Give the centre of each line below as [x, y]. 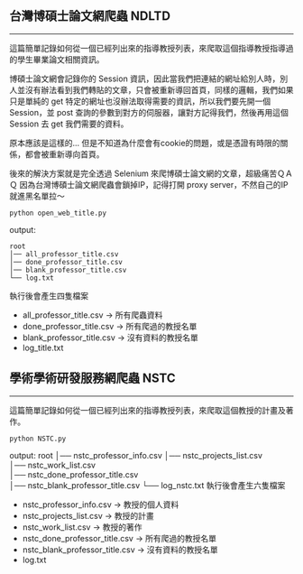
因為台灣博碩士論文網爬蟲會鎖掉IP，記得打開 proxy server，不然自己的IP [154, 184]
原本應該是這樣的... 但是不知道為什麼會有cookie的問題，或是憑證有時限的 [145, 143]
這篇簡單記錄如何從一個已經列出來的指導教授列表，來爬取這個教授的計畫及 [147, 410]
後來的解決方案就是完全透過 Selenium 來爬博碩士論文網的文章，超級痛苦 [143, 173]
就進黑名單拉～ [37, 196]
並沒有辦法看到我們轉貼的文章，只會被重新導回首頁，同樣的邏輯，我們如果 [155, 89]
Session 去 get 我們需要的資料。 [69, 124]
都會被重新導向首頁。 [64, 154]
